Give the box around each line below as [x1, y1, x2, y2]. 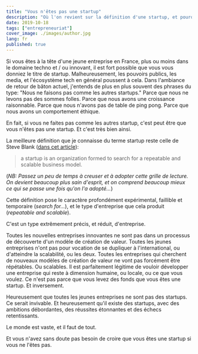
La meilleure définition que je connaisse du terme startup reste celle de [6, 137, 179, 144]
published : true [6, 42, 46, 48]
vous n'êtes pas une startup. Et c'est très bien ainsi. [6, 125, 131, 133]
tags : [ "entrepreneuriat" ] [6, 25, 72, 31]
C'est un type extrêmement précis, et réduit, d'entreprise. [6, 220, 146, 227]
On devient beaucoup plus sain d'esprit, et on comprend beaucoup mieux [6, 178, 186, 186]
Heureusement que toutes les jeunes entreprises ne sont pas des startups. [6, 293, 187, 300]
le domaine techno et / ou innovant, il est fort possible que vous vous [6, 64, 174, 71]
